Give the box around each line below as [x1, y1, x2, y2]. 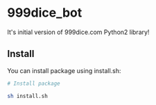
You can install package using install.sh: [7, 66, 121, 74]
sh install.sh [7, 92, 49, 99]
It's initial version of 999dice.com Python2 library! [7, 28, 150, 36]
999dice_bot [7, 5, 83, 21]
